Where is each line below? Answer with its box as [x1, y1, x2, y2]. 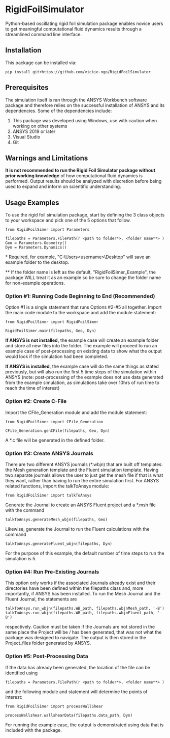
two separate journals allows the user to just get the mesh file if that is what [5, 472, 163, 478]
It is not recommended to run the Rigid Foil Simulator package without [5, 167, 156, 174]
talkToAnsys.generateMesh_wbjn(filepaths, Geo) [5, 517, 108, 523]
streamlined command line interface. [5, 31, 82, 37]
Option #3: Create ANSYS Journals [5, 450, 93, 457]
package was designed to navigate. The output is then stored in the [5, 635, 147, 641]
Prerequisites [5, 83, 49, 92]
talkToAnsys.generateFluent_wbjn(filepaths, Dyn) [5, 541, 113, 546]
